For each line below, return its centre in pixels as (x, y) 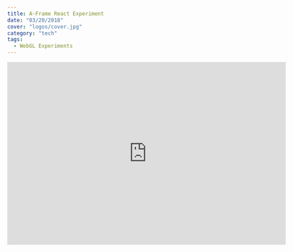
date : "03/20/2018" (35, 20)
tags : (15, 40)
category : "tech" (32, 33)
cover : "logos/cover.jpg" (45, 26)
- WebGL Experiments (43, 46)
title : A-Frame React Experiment (56, 14)
